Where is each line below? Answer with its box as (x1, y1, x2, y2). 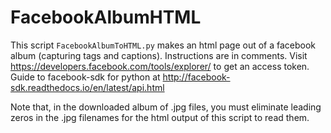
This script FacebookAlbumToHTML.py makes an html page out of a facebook (10, 39, 317, 51)
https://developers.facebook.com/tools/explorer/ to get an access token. (10, 60, 310, 72)
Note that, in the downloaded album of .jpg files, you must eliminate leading (10, 101, 322, 113)
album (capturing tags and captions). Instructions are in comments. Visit (10, 49, 308, 61)
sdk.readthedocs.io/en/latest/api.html (10, 81, 165, 93)
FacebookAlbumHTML (10, 6, 202, 29)
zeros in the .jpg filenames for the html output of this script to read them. (10, 111, 310, 123)
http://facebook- (162, 71, 231, 83)
